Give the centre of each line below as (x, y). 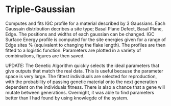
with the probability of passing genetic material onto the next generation (81, 82)
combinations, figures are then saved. (45, 56)
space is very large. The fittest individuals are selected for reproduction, (81, 76)
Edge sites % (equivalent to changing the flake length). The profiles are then (86, 45)
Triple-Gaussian (40, 9)
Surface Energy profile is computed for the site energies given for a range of (86, 40)
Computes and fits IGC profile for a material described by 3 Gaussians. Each (86, 23)
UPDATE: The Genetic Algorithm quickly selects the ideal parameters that (82, 65)
